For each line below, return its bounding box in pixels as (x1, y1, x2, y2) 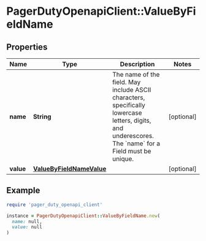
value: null (12, 224, 43, 231)
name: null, (12, 218, 43, 224)
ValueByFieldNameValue (32, 164, 107, 173)
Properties (6, 42, 48, 52)
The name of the (112, 71, 160, 78)
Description (120, 60, 155, 68)
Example (6, 185, 40, 196)
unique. (112, 155, 134, 163)
